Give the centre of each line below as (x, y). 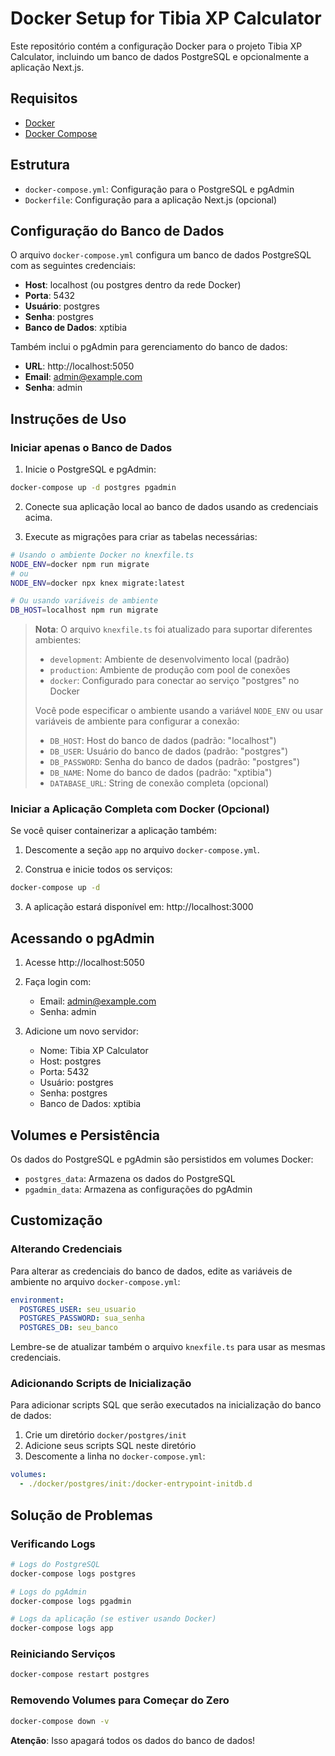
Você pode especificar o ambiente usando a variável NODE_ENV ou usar (179, 711)
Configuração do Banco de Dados (117, 230)
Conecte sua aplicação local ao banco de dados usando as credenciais (171, 506)
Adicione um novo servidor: (81, 1031)
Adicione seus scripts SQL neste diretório (110, 1446)
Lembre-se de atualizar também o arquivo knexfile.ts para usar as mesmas (168, 1347)
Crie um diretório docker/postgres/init (105, 1435)
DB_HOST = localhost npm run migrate (84, 610)
